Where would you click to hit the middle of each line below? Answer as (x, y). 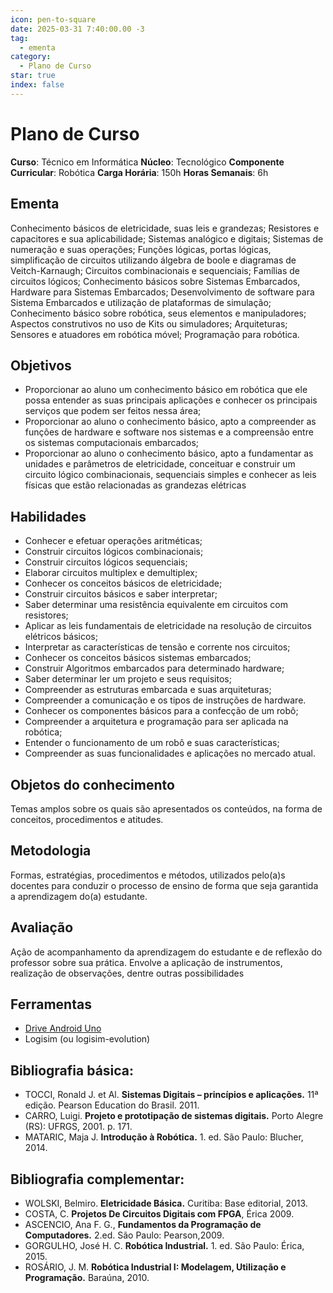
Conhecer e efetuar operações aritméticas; (113, 541)
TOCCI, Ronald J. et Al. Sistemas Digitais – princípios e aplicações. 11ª (171, 1095)
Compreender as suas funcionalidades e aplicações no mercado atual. (170, 753)
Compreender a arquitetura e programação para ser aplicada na (156, 722)
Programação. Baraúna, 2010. (87, 1277)
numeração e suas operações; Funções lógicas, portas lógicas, (141, 249)
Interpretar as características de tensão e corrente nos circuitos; (157, 647)
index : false (37, 85)
